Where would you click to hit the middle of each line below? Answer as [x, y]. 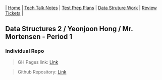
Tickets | [14, 13]
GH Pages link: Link [38, 62]
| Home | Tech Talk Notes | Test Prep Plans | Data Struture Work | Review [81, 8]
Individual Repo [25, 51]
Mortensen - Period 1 [39, 37]
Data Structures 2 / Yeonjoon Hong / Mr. [69, 29]
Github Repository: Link [42, 72]
